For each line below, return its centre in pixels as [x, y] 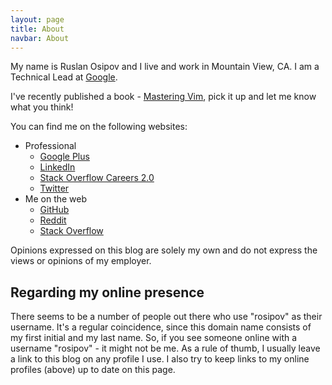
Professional [50, 146]
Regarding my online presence [107, 292]
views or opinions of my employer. [81, 261]
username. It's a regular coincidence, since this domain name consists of [161, 327]
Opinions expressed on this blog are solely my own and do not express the [164, 250]
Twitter [54, 188]
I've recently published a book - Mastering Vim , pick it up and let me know [163, 97]
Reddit [53, 220]
